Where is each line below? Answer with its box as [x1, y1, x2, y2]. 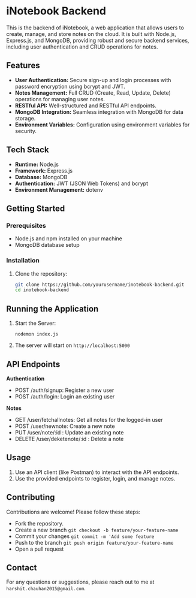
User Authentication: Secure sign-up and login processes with [14, 76, 171, 83]
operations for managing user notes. [14, 95, 105, 102]
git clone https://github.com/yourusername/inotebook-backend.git [14, 282, 185, 288]
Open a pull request [14, 545, 64, 552]
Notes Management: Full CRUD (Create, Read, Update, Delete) [14, 89, 171, 96]
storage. [14, 114, 36, 122]
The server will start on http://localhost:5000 [14, 342, 130, 349]
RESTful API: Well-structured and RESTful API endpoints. [14, 102, 157, 109]
